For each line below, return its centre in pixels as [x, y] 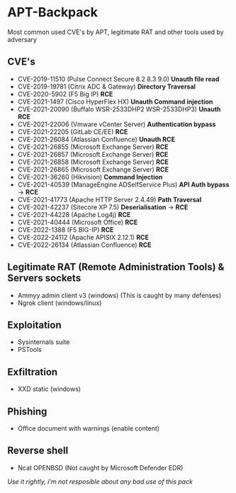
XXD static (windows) [49, 389]
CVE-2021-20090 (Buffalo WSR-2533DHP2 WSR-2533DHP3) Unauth [119, 109]
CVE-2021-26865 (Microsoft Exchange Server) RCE [93, 169]
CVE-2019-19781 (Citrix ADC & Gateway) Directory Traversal [107, 87]
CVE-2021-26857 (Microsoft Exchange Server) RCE [93, 154]
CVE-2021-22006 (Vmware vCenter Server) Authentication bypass [117, 124]
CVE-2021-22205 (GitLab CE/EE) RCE [73, 131]
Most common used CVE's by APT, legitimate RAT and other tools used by [116, 32]
